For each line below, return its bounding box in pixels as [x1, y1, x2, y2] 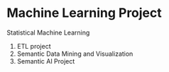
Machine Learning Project [6, 5, 163, 21]
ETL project [16, 42, 51, 50]
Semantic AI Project [16, 56, 75, 65]
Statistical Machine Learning [6, 28, 90, 37]
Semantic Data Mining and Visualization [16, 49, 133, 58]
